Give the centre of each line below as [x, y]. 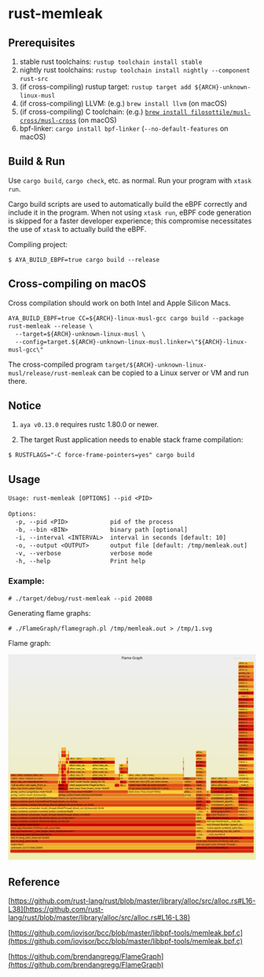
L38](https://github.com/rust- [56, 909]
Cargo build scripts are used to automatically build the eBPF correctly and [128, 204]
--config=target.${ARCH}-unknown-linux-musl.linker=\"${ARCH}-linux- [131, 342]
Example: [26, 581]
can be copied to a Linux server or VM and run [173, 372]
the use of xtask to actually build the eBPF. [77, 229]
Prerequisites [42, 43]
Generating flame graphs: [49, 613]
